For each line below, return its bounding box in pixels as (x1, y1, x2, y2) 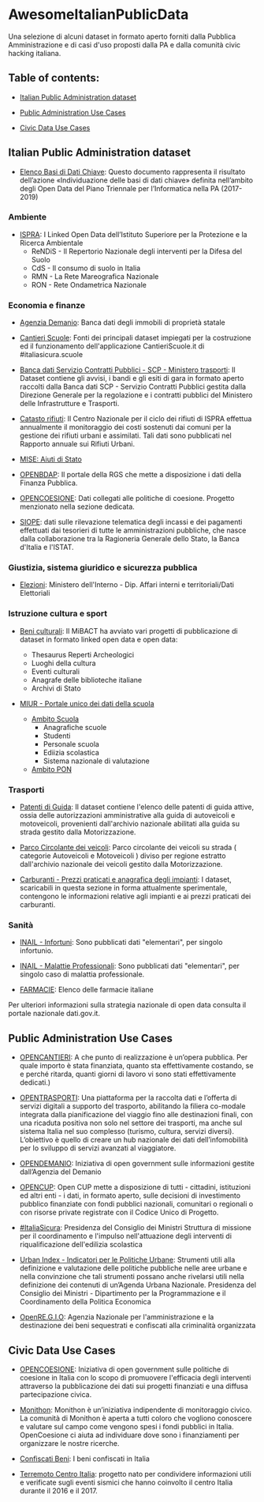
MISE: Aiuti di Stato (19, 454, 83, 464)
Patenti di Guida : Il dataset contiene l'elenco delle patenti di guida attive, (19, 802, 255, 811)
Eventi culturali (31, 666, 80, 676)
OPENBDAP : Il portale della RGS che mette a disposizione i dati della (19, 470, 242, 480)
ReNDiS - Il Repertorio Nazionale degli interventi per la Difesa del (31, 247, 243, 256)
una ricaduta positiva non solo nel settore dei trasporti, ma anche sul (19, 1118, 243, 1127)
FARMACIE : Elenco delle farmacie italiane (19, 985, 154, 995)
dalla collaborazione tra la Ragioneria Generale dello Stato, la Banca (19, 534, 240, 544)
